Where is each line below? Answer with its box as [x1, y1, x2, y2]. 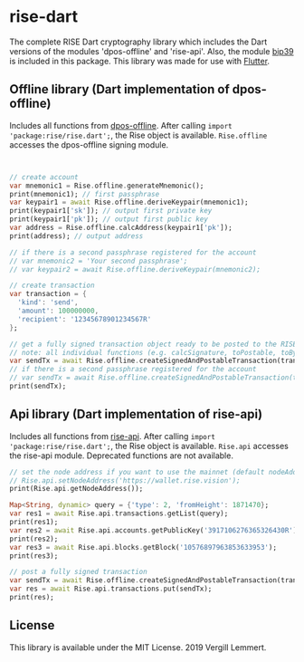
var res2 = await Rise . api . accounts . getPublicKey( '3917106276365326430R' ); [9, 525, 301, 535]
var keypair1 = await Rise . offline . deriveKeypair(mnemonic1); [9, 197, 249, 207]
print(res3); [9, 551, 59, 561]
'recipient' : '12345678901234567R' [17, 314, 152, 323]
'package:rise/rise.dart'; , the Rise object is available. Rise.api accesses [9, 440, 290, 451]
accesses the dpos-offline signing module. [9, 139, 169, 150]
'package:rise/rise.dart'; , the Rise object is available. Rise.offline [9, 130, 268, 140]
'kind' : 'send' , [17, 298, 79, 307]
